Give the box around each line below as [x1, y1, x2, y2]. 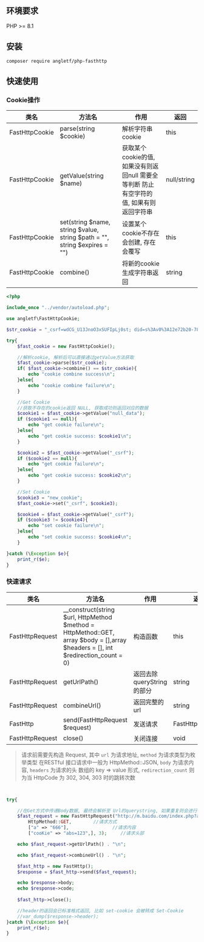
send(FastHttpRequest [63, 716, 127, 724]
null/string [166, 175, 195, 184]
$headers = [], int [63, 643, 114, 652]
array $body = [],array [63, 635, 127, 644]
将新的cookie [121, 259, 160, 268]
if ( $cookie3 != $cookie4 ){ [17, 517, 88, 523]
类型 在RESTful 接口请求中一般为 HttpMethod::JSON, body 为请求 [26, 758, 189, 766]
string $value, [59, 226, 99, 234]
